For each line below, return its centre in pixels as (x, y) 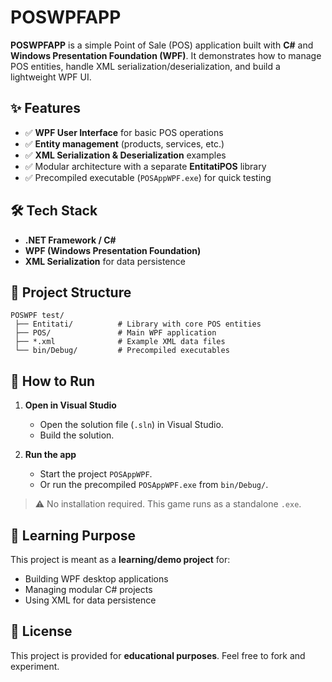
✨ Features (45, 108)
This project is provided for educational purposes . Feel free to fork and (158, 655)
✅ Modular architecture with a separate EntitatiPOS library (145, 166)
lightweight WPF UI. (51, 77)
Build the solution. (77, 435)
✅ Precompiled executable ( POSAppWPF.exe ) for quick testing (148, 177)
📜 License (41, 631)
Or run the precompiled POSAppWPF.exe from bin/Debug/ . (154, 485)
